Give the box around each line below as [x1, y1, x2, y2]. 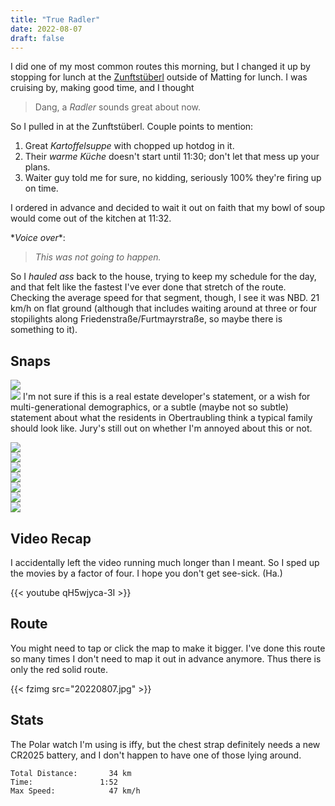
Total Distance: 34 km [10, 768, 132, 778]
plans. [24, 161, 51, 173]
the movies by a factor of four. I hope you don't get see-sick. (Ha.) [10, 567, 283, 579]
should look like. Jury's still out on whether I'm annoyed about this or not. [10, 422, 313, 435]
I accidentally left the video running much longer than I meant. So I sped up [10, 557, 320, 568]
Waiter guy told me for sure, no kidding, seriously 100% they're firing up [24, 172, 322, 184]
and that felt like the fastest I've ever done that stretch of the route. [10, 281, 287, 293]
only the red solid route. [10, 663, 109, 675]
